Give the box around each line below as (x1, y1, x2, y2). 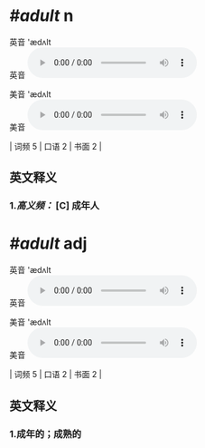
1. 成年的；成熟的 (9, 427, 82, 440)
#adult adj (9, 233, 88, 254)
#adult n (9, 5, 74, 26)
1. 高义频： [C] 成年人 (9, 200, 100, 212)
